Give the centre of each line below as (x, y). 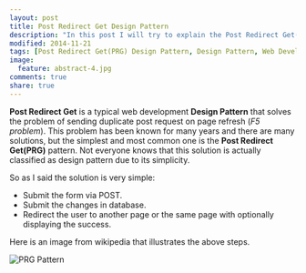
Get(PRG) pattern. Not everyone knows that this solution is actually (135, 150)
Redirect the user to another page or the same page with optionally (148, 214)
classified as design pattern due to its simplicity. (100, 159)
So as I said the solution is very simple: (82, 177)
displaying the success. (67, 224)
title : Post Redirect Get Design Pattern (89, 26)
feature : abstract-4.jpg (65, 69)
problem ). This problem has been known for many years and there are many (152, 131)
